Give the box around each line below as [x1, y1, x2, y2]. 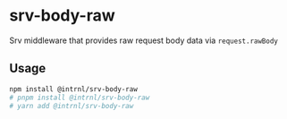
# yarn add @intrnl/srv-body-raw [9, 101, 134, 110]
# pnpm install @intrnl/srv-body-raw [9, 93, 150, 102]
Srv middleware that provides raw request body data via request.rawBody [9, 35, 279, 46]
